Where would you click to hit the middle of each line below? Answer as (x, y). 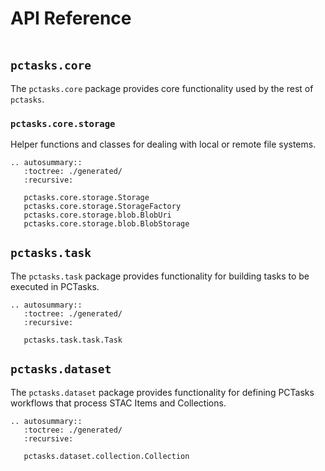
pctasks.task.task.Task (73, 340)
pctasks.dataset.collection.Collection (106, 456)
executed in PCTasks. (55, 286)
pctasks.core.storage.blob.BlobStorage (106, 224)
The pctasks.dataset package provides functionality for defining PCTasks (162, 392)
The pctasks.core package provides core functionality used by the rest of (162, 88)
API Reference (71, 18)
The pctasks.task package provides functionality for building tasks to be (160, 276)
